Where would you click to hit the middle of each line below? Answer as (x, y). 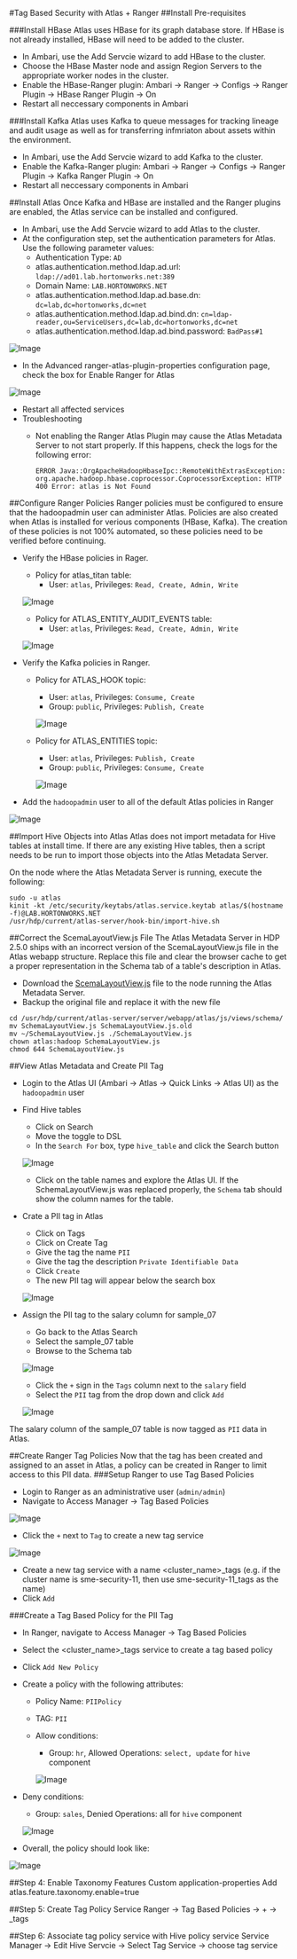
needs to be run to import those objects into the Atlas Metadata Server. (139, 855)
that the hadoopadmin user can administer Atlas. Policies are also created (144, 512)
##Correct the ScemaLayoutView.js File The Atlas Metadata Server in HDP (145, 938)
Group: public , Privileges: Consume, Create (126, 767)
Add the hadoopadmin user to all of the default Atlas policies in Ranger (148, 802)
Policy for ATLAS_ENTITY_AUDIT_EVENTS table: (124, 619)
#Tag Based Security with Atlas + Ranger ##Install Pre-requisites (128, 13)
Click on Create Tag (71, 1243)
